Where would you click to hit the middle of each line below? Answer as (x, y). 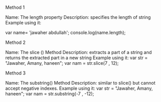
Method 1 (15, 7)
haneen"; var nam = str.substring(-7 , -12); (50, 94)
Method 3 (16, 73)
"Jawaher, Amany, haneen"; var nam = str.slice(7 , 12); (62, 63)
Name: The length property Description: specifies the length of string (78, 17)
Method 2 (16, 42)
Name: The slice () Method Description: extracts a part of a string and (79, 52)
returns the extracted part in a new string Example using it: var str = (77, 58)
